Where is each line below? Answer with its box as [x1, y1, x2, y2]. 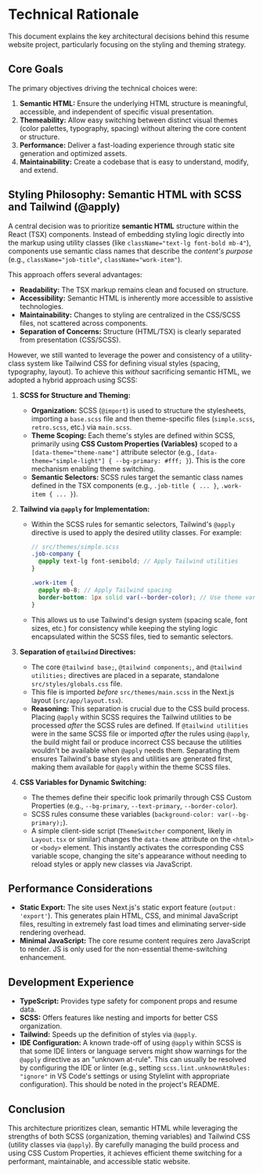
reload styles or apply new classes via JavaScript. [31, 859, 193, 869]
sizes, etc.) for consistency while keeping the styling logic [31, 623, 218, 633]
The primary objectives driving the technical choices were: [8, 83, 198, 93]
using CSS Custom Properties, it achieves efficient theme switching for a [8, 1148, 243, 1158]
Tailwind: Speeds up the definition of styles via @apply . [19, 1030, 197, 1039]
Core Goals [8, 63, 64, 76]
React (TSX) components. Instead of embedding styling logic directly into [8, 229, 245, 239]
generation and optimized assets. [19, 148, 128, 158]
